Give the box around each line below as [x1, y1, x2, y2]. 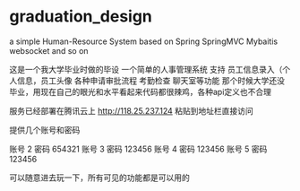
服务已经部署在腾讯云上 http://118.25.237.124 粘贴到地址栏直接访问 [9, 105, 253, 116]
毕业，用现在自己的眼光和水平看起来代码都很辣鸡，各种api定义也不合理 [9, 86, 271, 97]
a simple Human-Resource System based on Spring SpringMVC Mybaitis [9, 36, 279, 47]
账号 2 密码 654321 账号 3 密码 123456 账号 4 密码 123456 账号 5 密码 [9, 143, 268, 154]
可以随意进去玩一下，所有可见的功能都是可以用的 [9, 172, 190, 183]
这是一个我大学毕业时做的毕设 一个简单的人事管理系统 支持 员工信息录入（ [9, 64, 283, 74]
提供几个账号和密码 [9, 124, 81, 135]
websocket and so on [9, 45, 89, 56]
